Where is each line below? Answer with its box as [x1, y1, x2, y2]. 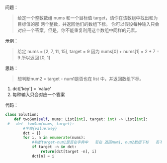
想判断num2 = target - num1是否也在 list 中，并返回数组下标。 [17, 76, 144, 81]
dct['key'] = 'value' [12, 86, 51, 91]
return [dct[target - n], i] [40, 149, 97, 154]
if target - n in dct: [31, 145, 77, 150]
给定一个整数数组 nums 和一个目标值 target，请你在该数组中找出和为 [17, 15, 158, 21]
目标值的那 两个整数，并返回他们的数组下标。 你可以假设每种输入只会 [17, 21, 160, 27]
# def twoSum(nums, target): [7, 121, 75, 126]
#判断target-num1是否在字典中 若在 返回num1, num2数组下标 [31, 140, 149, 145]
